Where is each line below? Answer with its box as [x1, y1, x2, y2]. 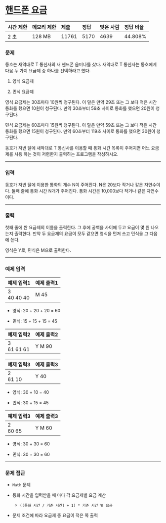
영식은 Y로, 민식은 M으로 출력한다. [5, 247, 72, 253]
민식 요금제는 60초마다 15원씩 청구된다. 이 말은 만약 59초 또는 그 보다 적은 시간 [5, 122, 157, 128]
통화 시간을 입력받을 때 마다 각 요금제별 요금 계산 [12, 492, 106, 498]
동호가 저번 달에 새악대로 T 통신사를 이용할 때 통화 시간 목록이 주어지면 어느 [5, 145, 150, 151]
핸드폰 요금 [5, 4, 47, 16]
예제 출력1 [35, 280, 58, 286]
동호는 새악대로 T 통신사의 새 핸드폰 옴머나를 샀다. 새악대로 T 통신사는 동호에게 [5, 61, 157, 67]
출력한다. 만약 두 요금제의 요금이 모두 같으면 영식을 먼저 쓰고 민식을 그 [14, 231, 149, 237]
